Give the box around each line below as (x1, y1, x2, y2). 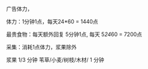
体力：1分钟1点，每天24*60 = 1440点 (6, 18, 99, 25)
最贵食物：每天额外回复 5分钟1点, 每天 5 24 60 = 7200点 (6, 31, 143, 38)
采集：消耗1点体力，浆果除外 (6, 44, 77, 50)
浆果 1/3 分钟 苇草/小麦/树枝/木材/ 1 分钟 (6, 56, 104, 63)
